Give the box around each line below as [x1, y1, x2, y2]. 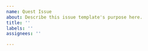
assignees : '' [6, 31, 42, 37]
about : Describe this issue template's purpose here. [6, 14, 143, 20]
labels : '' [6, 25, 33, 31]
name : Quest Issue [6, 8, 52, 15]
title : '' [6, 20, 31, 26]
